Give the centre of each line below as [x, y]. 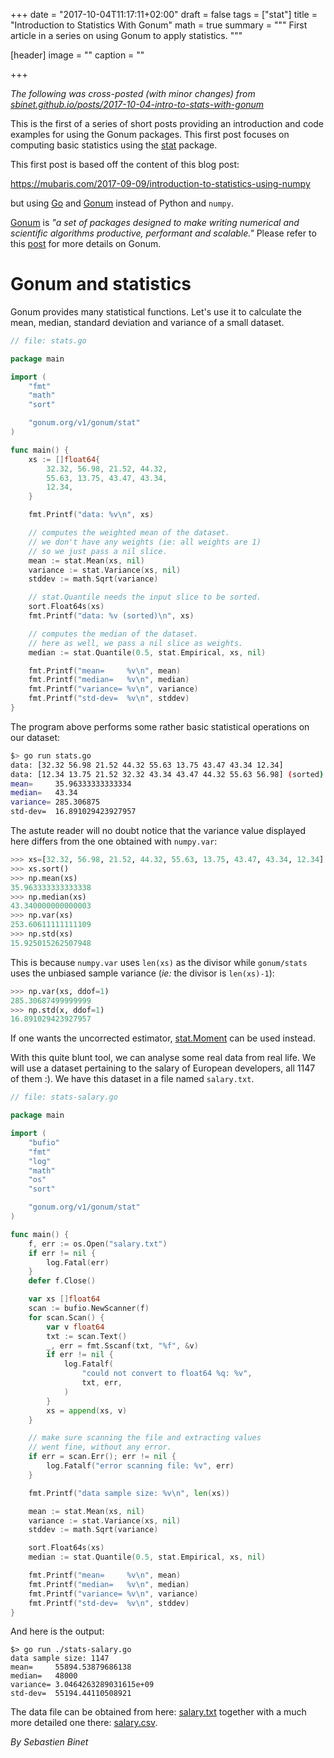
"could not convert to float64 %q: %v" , [167, 1374]
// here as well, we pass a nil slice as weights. [136, 643]
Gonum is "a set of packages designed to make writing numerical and [155, 222]
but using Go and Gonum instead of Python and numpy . [122, 203]
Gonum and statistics [101, 284]
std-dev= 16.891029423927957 [73, 812]
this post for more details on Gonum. [86, 243]
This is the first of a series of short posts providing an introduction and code [167, 123]
